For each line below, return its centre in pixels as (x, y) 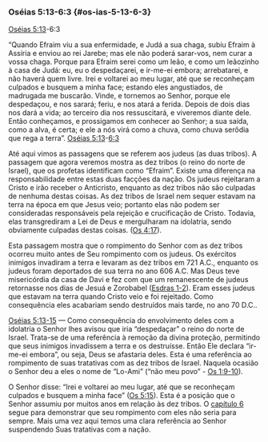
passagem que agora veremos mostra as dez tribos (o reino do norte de (127, 162)
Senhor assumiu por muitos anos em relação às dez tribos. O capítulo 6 (126, 404)
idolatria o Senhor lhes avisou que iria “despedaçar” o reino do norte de (126, 329)
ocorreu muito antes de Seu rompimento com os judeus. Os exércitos (123, 254)
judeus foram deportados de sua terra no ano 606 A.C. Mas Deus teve (124, 271)
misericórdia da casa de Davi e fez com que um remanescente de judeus (128, 280)
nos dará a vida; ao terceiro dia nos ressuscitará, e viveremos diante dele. (130, 113)
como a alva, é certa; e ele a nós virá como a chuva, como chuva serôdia (129, 129)
